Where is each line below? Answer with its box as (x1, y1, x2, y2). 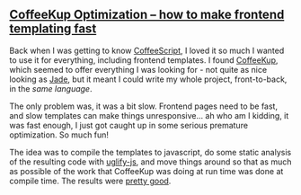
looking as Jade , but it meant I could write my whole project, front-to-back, (9, 74, 288, 84)
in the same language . (9, 83, 93, 93)
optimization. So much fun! (9, 129, 110, 140)
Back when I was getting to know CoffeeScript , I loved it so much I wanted (9, 45, 285, 56)
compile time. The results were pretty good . (9, 175, 172, 186)
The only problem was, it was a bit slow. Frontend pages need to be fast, (9, 101, 279, 111)
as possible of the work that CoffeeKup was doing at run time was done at (9, 165, 284, 176)
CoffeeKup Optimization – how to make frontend (9, 7, 285, 22)
